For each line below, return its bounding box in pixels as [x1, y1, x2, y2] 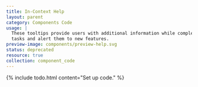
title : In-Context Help [6, 8, 65, 15]
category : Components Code [6, 19, 72, 25]
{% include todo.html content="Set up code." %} [6, 74, 125, 81]
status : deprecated [6, 47, 54, 53]
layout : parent [6, 14, 44, 20]
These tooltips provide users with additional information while [11, 31, 176, 36]
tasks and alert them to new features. [11, 36, 110, 42]
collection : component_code [6, 58, 75, 63]
